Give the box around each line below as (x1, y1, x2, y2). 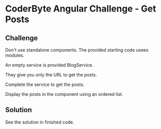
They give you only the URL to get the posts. (5, 72, 97, 78)
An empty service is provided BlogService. (5, 62, 94, 68)
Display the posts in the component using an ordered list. (5, 91, 123, 97)
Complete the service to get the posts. (5, 81, 85, 87)
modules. (5, 52, 25, 58)
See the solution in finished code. (5, 119, 74, 125)
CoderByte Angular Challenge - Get (5, 3, 156, 15)
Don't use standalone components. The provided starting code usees (5, 47, 149, 53)
